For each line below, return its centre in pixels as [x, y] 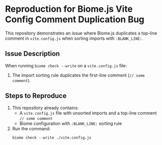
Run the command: [31, 128]
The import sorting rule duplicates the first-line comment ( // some [79, 75]
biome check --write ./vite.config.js [52, 138]
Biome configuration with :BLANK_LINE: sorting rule [71, 123]
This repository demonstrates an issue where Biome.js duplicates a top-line [81, 33]
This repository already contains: [46, 108]
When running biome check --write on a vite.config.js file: [66, 65]
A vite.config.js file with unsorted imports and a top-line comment [88, 113]
